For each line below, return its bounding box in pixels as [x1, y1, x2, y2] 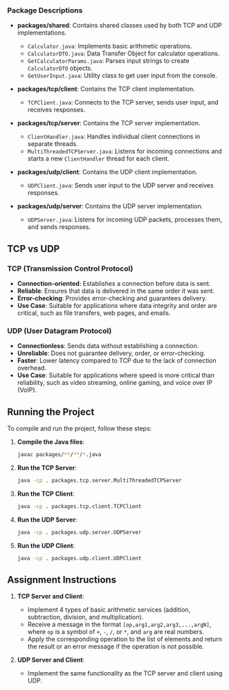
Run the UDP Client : [17, 541, 75, 550]
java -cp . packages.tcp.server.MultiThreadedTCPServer [17, 477, 182, 484]
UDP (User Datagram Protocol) [7, 326, 112, 336]
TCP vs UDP [7, 243, 60, 255]
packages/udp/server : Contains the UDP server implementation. [17, 202, 203, 210]
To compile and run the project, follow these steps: [7, 424, 152, 433]
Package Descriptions [7, 6, 83, 15]
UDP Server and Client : [17, 656, 85, 664]
